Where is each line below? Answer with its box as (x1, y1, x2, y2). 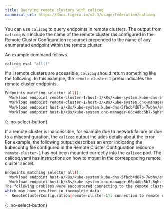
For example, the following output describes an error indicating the (5, 139, 143, 145)
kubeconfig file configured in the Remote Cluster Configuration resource (5, 144, 154, 150)
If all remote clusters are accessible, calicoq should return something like (5, 70, 156, 76)
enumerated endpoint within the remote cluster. (5, 42, 103, 48)
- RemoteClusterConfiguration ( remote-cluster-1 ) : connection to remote (5, 193, 160, 198)
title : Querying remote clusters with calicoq (5, 7, 104, 13)
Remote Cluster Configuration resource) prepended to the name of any (5, 36, 151, 43)
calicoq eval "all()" (5, 61, 50, 66)
